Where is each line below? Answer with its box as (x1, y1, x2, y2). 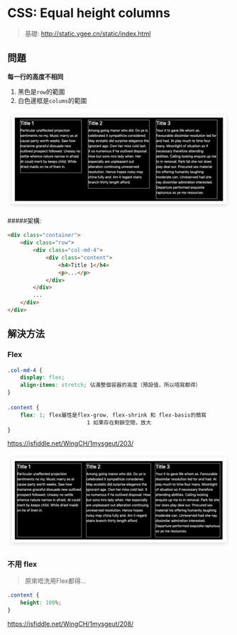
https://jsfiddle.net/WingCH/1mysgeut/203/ (7, 439, 134, 448)
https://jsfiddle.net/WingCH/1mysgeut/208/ (7, 619, 134, 629)
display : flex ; (20, 374, 65, 381)
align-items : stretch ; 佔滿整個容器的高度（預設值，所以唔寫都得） (20, 382, 201, 389)
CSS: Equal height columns (7, 5, 170, 21)
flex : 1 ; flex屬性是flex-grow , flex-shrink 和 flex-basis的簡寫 (20, 412, 207, 419)
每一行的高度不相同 (7, 72, 64, 81)
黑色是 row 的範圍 (17, 87, 65, 96)
